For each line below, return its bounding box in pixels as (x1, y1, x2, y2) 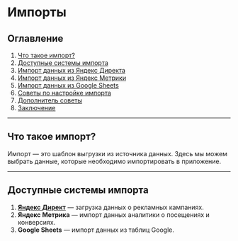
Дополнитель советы (17, 96, 83, 105)
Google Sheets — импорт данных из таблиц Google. (17, 225, 175, 234)
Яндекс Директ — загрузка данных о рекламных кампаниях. (17, 203, 204, 211)
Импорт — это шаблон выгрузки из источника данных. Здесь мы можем (7, 149, 228, 158)
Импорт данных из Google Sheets (17, 81, 119, 89)
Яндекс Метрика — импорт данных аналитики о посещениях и (17, 210, 210, 219)
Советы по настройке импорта (17, 89, 112, 97)
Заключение (17, 104, 56, 112)
